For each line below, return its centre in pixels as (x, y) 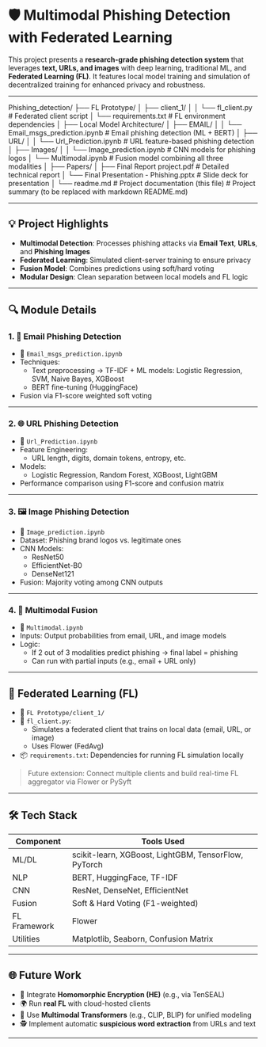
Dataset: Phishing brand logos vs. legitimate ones (101, 540)
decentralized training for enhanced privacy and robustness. (107, 85)
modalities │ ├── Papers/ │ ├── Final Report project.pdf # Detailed (119, 166)
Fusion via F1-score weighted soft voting (86, 396)
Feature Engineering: (54, 449)
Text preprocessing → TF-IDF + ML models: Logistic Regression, (137, 371)
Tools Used (163, 841)
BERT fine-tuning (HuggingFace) (85, 387)
